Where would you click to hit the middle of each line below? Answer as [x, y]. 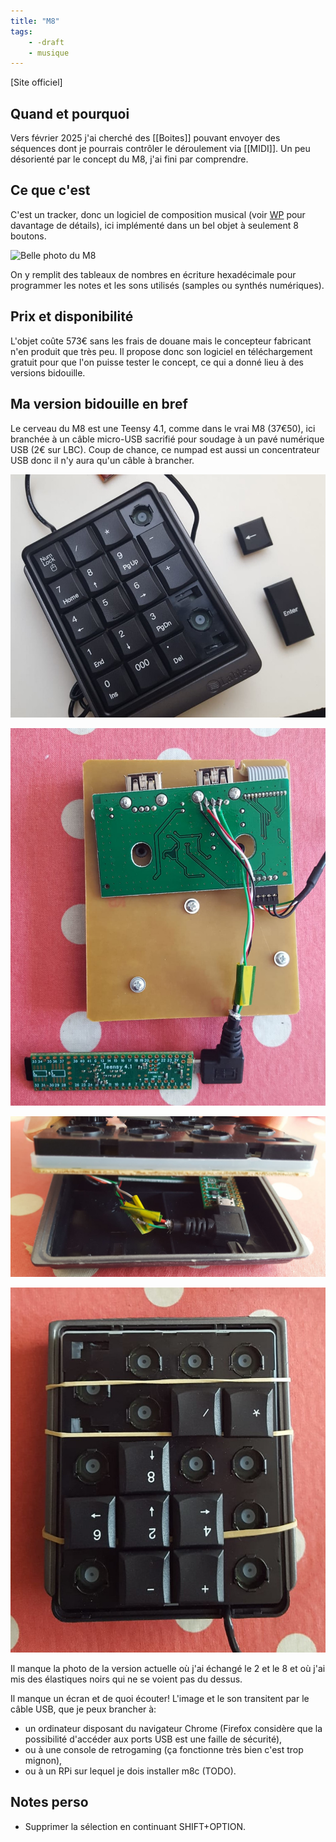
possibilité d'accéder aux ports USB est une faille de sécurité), [153, 1739]
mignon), [43, 1760]
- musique [49, 53]
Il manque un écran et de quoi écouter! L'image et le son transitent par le [160, 1698]
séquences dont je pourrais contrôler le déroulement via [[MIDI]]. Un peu [160, 149]
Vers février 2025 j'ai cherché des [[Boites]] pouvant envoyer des [145, 138]
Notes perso [49, 1802]
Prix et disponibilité [72, 316]
